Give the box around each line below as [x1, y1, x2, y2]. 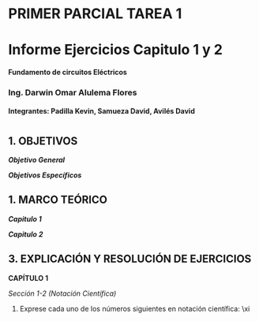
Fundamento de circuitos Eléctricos [8, 67, 128, 77]
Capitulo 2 [8, 230, 43, 239]
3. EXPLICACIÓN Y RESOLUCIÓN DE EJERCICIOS [8, 252, 252, 266]
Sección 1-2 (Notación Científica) [8, 289, 117, 298]
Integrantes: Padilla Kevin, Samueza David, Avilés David [8, 106, 195, 116]
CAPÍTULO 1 [8, 273, 49, 282]
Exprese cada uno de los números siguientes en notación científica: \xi [19, 304, 250, 313]
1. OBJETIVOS [8, 134, 78, 147]
